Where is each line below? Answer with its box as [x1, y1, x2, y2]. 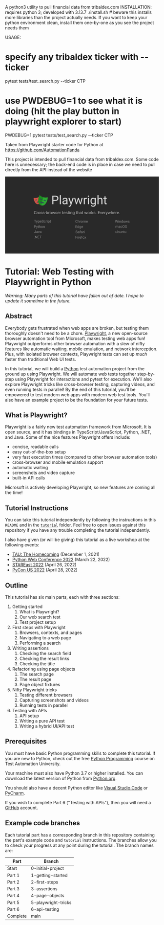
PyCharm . [5, 790, 25, 796]
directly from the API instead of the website [5, 166, 93, 173]
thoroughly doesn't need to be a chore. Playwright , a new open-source [5, 330, 148, 336]
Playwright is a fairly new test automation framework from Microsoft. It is [5, 424, 151, 430]
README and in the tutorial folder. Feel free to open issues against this [5, 522, 146, 528]
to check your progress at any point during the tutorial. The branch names [5, 842, 154, 848]
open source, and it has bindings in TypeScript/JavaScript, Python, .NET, [5, 429, 151, 435]
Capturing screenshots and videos [19, 697, 89, 703]
